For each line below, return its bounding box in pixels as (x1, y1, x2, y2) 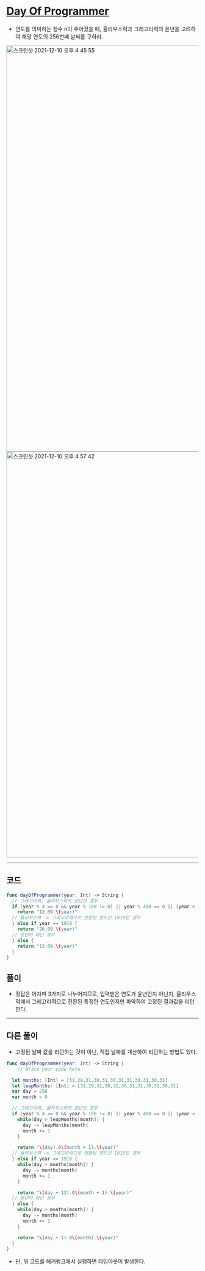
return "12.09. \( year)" (17, 909, 78, 915)
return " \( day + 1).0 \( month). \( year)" (17, 1234, 119, 1240)
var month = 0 (12, 1094, 48, 1100)
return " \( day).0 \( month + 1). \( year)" (17, 1145, 119, 1151)
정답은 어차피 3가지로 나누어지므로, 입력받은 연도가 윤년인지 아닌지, (15, 990, 175, 998)
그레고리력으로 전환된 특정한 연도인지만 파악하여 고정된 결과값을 (31, 998, 184, 1005)
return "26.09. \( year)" (17, 926, 78, 932)
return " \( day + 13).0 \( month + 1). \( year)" (17, 1189, 132, 1196)
